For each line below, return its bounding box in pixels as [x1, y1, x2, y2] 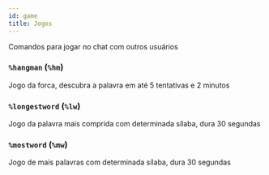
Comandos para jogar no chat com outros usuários [8, 41, 178, 51]
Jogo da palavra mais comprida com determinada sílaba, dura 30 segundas [8, 119, 261, 129]
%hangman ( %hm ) [8, 62, 64, 73]
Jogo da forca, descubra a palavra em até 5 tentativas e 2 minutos [8, 80, 230, 90]
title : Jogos [8, 19, 53, 28]
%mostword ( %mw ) [8, 139, 68, 151]
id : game [8, 11, 38, 20]
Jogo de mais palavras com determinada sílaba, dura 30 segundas [8, 157, 231, 167]
